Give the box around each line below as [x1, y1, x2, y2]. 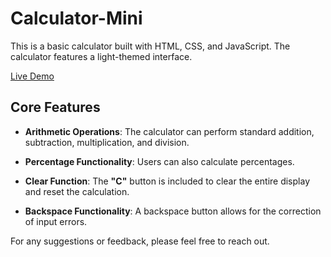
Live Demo [10, 70, 55, 82]
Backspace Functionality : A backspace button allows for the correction [24, 205, 322, 217]
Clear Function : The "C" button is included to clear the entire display [24, 175, 310, 187]
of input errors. [24, 215, 88, 227]
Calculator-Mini [10, 7, 143, 30]
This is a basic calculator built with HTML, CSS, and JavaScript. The [10, 40, 291, 52]
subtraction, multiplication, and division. [24, 136, 190, 148]
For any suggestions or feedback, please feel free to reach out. [10, 235, 270, 247]
